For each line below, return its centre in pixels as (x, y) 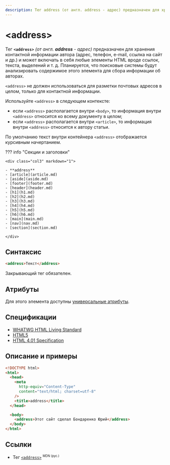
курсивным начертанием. (33, 142)
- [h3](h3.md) (20, 201)
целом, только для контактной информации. (53, 91)
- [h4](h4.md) (20, 206)
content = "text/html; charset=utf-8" (57, 392)
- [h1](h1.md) (20, 192)
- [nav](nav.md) (22, 223)
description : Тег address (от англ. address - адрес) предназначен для (82, 10)
